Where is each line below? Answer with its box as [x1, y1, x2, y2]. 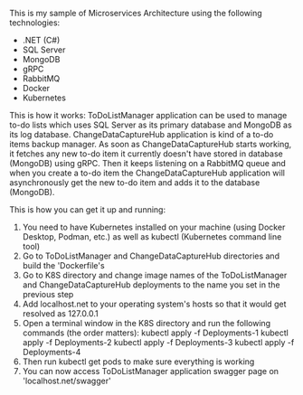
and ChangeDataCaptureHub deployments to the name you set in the [22, 279, 280, 290]
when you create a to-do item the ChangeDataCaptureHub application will [9, 167, 285, 178]
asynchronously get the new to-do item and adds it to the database [9, 177, 260, 188]
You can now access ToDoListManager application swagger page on [22, 366, 279, 376]
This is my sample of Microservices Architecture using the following [9, 8, 262, 18]
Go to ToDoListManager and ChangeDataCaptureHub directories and [22, 250, 280, 261]
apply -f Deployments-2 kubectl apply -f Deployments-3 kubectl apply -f [22, 337, 295, 347]
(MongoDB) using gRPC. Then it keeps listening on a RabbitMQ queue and [9, 158, 287, 168]
